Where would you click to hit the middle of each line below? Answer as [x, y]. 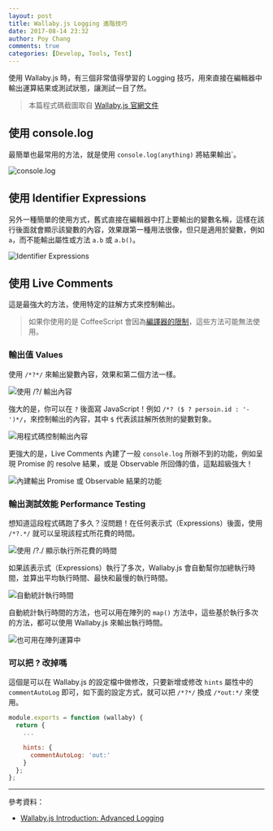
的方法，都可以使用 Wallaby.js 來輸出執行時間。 [88, 623]
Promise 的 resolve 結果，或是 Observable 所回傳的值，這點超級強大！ [135, 463]
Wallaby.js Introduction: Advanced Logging [92, 818]
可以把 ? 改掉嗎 [38, 663]
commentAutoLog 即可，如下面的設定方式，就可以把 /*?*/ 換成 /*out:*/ [126, 692]
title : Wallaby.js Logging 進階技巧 [68, 24]
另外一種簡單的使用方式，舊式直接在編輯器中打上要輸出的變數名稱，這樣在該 [136, 219]
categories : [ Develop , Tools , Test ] [70, 54]
